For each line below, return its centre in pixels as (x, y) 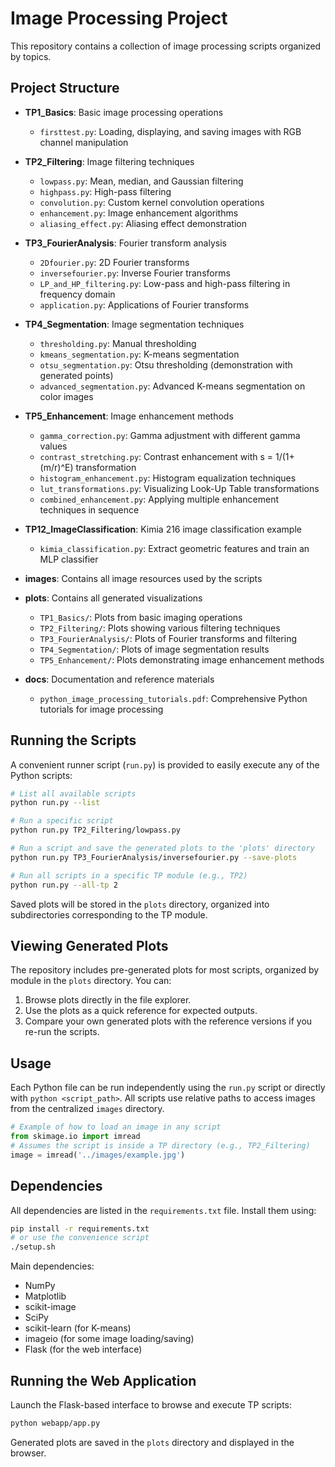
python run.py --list (55, 803)
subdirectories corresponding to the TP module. (109, 914)
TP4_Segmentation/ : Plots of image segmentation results (154, 649)
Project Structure (65, 88)
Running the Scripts (73, 740)
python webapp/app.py (55, 1423)
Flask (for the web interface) (83, 1349)
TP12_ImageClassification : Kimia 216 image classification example (163, 529)
